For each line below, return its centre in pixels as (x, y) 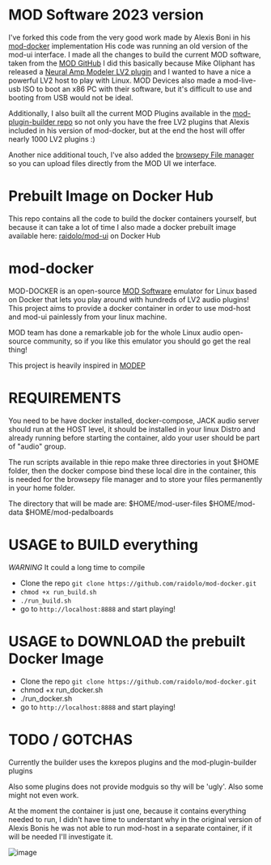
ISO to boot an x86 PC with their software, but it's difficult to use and (138, 89)
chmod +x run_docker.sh (61, 689)
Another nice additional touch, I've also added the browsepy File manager (131, 155)
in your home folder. (42, 488)
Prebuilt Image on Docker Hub (111, 196)
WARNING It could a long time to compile (77, 567)
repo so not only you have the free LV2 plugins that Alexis (153, 121)
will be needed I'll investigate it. (61, 837)
